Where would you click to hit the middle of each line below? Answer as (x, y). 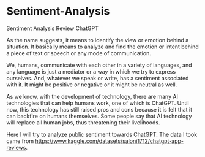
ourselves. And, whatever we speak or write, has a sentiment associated (98, 78)
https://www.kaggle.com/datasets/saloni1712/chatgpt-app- (109, 141)
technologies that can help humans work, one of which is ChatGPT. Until (98, 103)
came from (20, 141)
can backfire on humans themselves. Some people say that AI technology (99, 116)
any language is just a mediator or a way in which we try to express (91, 71)
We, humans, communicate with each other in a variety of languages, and (99, 65)
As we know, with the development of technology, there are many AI (92, 96)
